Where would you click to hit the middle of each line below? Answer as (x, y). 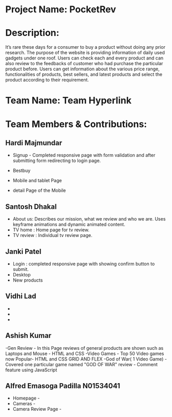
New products (28, 280)
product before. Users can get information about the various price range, (83, 69)
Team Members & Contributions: (76, 124)
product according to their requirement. (47, 80)
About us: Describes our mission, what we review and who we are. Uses (89, 219)
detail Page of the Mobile (39, 190)
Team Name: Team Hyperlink (69, 101)
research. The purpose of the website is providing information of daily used (85, 53)
